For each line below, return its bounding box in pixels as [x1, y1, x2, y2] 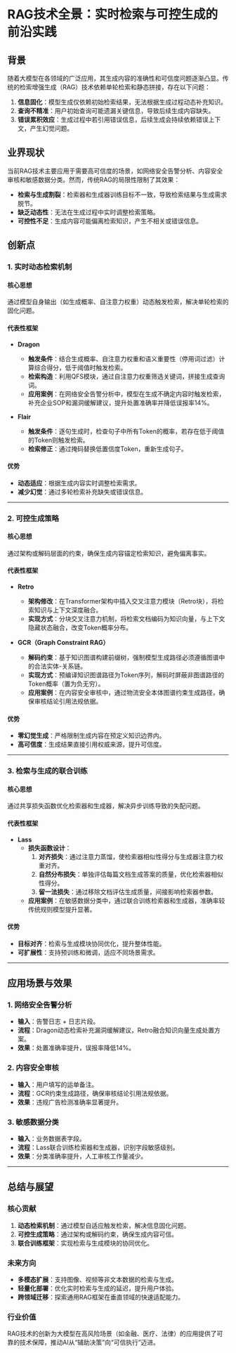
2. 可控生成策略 [7, 514, 60, 523]
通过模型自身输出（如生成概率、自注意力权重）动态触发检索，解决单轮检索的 [7, 298, 229, 306]
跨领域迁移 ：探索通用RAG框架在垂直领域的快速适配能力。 [17, 1293, 185, 1302]
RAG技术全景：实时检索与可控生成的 [7, 6, 218, 22]
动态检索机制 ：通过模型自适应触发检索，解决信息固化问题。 [17, 1221, 190, 1229]
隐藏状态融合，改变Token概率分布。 [27, 623, 132, 632]
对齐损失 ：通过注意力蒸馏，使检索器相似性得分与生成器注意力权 [38, 852, 223, 861]
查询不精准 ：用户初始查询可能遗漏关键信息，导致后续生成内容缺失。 [17, 107, 215, 115]
